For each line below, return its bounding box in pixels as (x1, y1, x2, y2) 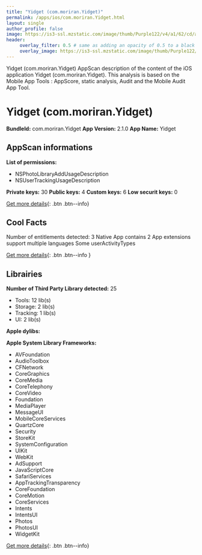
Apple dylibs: (6, 328, 40, 335)
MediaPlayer (14, 402, 46, 410)
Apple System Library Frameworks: (6, 339, 97, 347)
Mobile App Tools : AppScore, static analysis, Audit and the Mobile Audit (6, 77, 186, 84)
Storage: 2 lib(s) (14, 303, 55, 311)
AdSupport (14, 460, 42, 468)
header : (6, 37, 26, 43)
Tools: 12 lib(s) (14, 297, 51, 304)
